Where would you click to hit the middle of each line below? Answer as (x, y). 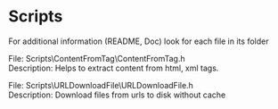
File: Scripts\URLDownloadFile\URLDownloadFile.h (101, 85)
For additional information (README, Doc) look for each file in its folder (139, 41)
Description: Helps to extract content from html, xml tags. (114, 68)
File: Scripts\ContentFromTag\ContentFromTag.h (97, 58)
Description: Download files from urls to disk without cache (117, 95)
